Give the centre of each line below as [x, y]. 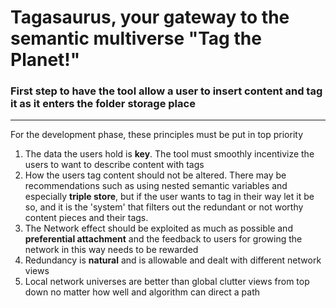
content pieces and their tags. [86, 218]
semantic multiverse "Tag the [136, 38]
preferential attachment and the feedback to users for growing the [163, 239]
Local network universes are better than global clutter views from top [167, 282]
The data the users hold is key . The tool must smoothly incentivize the [169, 154]
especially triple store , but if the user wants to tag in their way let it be [169, 197]
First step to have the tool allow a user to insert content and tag [166, 91]
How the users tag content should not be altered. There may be [155, 175]
